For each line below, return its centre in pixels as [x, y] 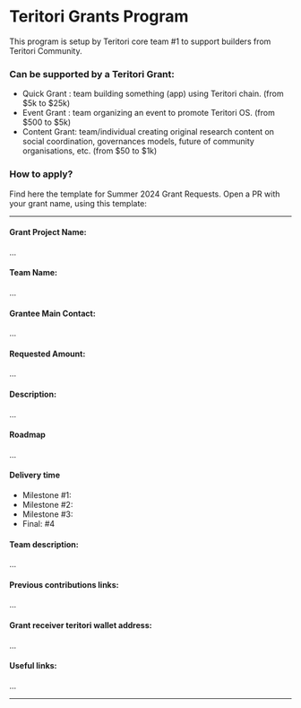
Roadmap [28, 435]
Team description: [44, 544]
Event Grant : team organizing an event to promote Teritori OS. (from [148, 113]
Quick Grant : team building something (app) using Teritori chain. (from [153, 94]
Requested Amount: [47, 354]
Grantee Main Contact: [52, 313]
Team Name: [34, 273]
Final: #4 [39, 523]
